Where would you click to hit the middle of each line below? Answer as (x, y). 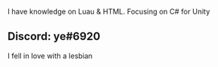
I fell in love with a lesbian (50, 56)
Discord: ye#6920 (54, 36)
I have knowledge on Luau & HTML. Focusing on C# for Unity (109, 12)
